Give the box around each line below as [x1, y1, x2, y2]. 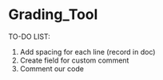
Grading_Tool [8, 6, 98, 24]
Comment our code [19, 63, 84, 73]
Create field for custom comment [19, 55, 129, 65]
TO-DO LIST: [8, 32, 50, 41]
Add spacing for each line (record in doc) [19, 47, 156, 56]
